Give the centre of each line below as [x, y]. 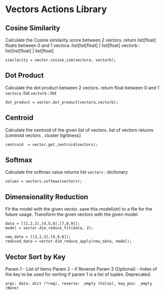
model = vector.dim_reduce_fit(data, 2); [49, 228]
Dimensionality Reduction [47, 197]
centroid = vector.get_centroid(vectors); [52, 144]
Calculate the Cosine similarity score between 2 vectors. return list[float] [81, 40]
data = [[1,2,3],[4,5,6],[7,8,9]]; [43, 224]
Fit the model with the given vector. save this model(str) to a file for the [79, 209]
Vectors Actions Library [56, 9]
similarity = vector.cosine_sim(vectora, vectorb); [61, 60]
